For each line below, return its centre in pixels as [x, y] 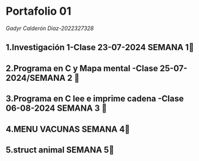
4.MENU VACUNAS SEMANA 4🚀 [68, 129]
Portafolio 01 [38, 11]
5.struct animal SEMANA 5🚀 [60, 150]
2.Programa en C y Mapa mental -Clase [82, 68]
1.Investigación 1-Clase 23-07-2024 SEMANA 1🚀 [100, 47]
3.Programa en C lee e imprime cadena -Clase [95, 99]
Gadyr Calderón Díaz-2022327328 [50, 28]
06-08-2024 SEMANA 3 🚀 [56, 108]
